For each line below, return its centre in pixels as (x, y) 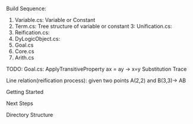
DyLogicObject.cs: (37, 39)
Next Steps (20, 103)
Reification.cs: (32, 32)
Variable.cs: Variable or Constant (55, 20)
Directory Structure (30, 115)
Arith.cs (24, 58)
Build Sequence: (26, 9)
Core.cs (24, 51)
